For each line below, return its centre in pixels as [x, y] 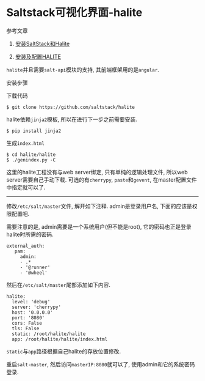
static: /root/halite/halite [49, 334]
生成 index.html [25, 143]
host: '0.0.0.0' [32, 313]
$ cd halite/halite [31, 154]
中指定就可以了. [26, 187]
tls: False [26, 328]
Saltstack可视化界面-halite [74, 13]
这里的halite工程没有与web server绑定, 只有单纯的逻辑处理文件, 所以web [97, 172]
